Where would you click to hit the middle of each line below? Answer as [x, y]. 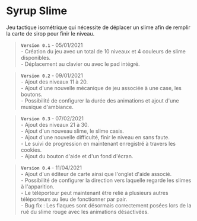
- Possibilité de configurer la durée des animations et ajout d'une [100, 100]
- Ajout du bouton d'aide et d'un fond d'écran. [77, 156]
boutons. [31, 94]
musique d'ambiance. [47, 107]
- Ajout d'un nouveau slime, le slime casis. [72, 131]
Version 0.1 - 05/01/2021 [52, 45]
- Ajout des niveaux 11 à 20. [54, 82]
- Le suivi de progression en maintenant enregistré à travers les [98, 143]
